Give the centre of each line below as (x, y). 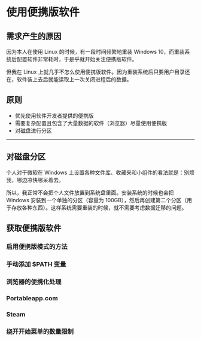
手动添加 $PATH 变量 (36, 264)
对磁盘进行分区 (33, 130)
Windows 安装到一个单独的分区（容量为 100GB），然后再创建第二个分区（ (97, 200)
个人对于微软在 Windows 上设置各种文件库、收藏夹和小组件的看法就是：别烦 (100, 172)
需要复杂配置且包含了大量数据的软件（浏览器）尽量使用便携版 (91, 123)
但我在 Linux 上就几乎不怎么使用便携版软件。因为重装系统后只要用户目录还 (98, 72)
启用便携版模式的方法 (37, 246)
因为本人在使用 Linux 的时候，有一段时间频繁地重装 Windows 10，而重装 (95, 52)
